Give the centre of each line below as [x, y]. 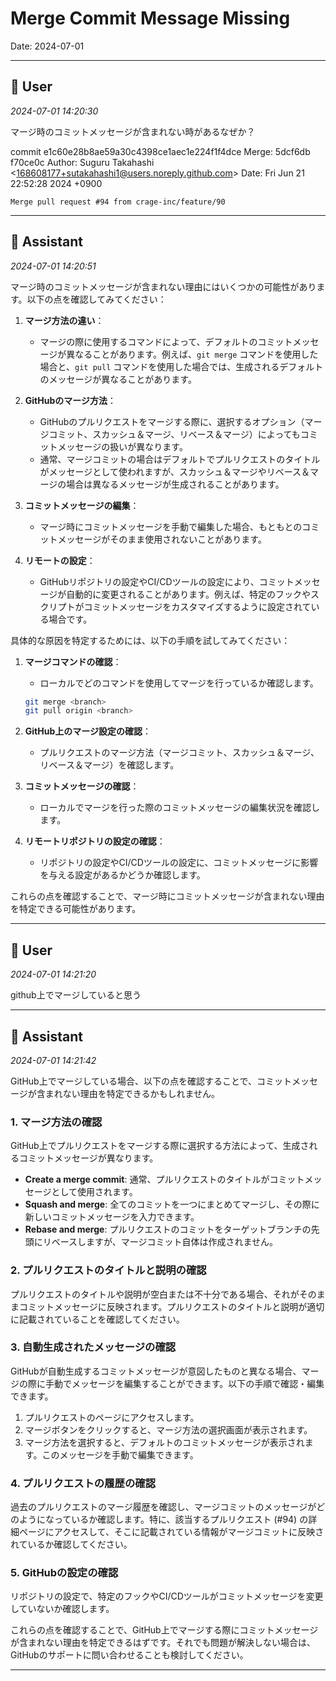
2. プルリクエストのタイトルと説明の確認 [108, 1270]
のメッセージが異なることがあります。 [118, 379]
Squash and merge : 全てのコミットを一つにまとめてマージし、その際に [172, 1204]
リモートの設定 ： [60, 560]
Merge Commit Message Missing [150, 18]
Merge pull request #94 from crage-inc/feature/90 [118, 202]
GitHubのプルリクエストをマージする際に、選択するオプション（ [172, 421]
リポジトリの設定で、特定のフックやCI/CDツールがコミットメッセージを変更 [167, 1596]
